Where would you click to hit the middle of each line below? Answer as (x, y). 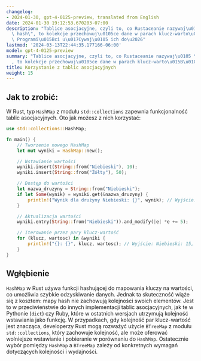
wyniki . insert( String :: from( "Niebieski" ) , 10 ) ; (77, 167)
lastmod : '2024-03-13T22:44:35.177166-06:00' (64, 45)
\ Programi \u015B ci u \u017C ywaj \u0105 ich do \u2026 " (79, 39)
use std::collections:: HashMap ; (46, 129)
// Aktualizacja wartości (49, 216)
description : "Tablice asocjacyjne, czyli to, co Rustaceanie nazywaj (96, 28)
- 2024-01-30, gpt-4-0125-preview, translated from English (83, 17)
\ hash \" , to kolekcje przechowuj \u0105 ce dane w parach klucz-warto (100, 34)
